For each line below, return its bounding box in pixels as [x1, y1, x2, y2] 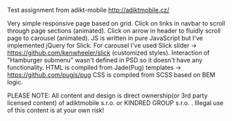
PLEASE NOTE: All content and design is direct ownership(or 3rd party [7, 91, 208, 100]
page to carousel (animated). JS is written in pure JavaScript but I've [7, 34, 203, 42]
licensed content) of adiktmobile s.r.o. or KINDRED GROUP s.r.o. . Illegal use [7, 99, 224, 106]
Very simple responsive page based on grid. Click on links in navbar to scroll [7, 19, 226, 27]
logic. [7, 78, 23, 86]
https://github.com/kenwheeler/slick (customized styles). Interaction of [7, 48, 210, 57]
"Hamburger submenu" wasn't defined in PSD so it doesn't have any [7, 56, 203, 64]
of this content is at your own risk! [7, 106, 105, 114]
